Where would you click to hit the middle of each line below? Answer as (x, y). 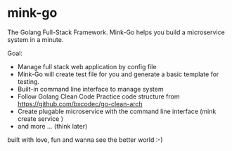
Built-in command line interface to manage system (90, 89)
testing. (28, 81)
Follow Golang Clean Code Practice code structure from (98, 96)
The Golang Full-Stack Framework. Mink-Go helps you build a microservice (116, 32)
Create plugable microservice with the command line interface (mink (117, 111)
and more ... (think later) (52, 126)
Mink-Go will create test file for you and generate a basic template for (118, 74)
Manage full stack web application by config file (87, 66)
